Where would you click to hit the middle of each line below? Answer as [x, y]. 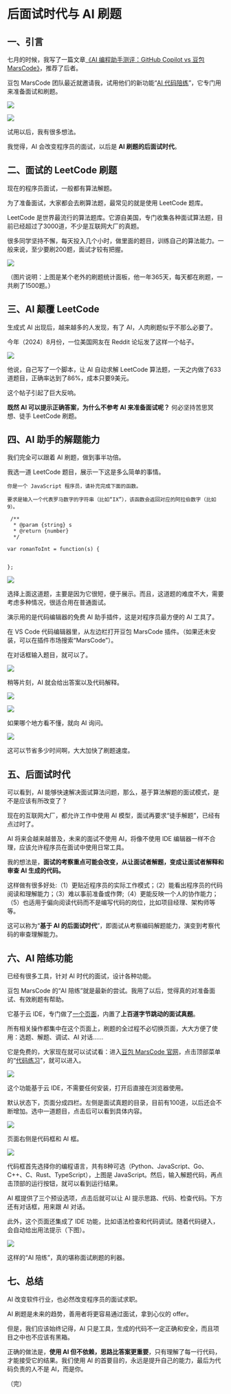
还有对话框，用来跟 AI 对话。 [48, 1207]
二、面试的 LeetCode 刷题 [62, 170]
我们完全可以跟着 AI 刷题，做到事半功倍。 [66, 457]
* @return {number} [41, 531]
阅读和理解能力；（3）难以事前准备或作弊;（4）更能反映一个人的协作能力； [113, 894]
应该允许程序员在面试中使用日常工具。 [73, 847]
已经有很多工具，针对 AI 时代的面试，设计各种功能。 [81, 976]
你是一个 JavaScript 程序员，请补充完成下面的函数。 [74, 486]
